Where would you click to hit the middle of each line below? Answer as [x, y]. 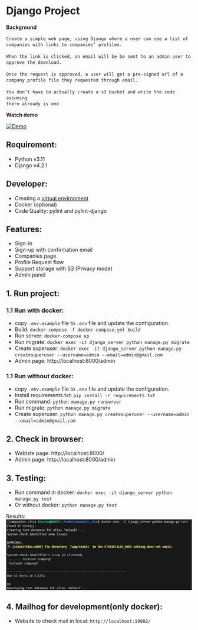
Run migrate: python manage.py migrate [62, 408]
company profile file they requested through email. [72, 80]
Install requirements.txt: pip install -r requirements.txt [85, 395]
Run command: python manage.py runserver [68, 402]
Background [22, 27]
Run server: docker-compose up [52, 336]
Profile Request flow [39, 262]
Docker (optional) [36, 204]
